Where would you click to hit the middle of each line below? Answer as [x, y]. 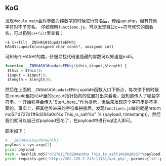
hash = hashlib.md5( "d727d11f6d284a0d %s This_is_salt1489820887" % [75, 154]
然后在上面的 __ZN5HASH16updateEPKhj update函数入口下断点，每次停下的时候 [82, 90]
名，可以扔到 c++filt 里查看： [35, 33]
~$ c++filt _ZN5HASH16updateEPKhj [41, 42]
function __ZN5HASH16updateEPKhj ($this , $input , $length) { [66, 66]
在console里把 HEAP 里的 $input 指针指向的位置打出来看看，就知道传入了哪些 [81, 96]
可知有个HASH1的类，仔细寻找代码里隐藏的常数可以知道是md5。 [71, 56]
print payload [20, 150]
